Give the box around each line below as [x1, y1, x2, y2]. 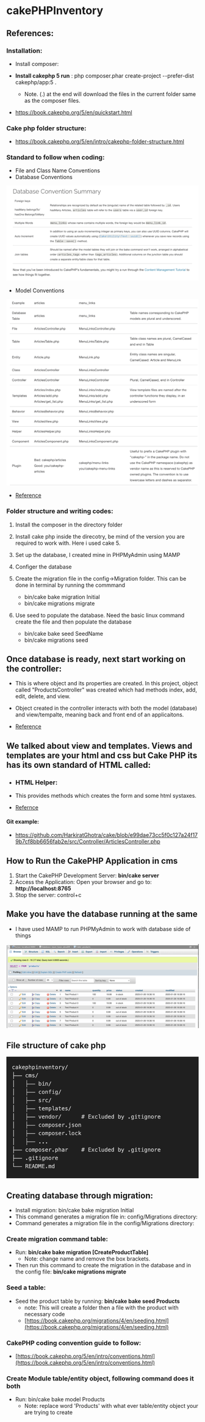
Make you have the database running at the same [6, 909, 198, 919]
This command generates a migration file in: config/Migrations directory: [15, 1213, 198, 1220]
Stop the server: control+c [15, 891, 82, 899]
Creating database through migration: [6, 1190, 154, 1201]
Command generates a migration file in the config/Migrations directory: [15, 1220, 195, 1227]
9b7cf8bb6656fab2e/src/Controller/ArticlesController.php [15, 838, 160, 845]
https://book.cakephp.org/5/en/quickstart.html [15, 108, 132, 116]
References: [6, 28, 54, 39]
